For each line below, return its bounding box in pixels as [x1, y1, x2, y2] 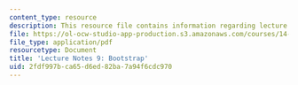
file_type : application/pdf [9, 37, 114, 47]
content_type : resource [9, 12, 98, 22]
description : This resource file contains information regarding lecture [9, 21, 288, 30]
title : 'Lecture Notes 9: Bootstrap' [9, 54, 149, 63]
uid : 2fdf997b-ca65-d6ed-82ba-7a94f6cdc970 [9, 63, 173, 72]
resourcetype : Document [9, 46, 98, 55]
